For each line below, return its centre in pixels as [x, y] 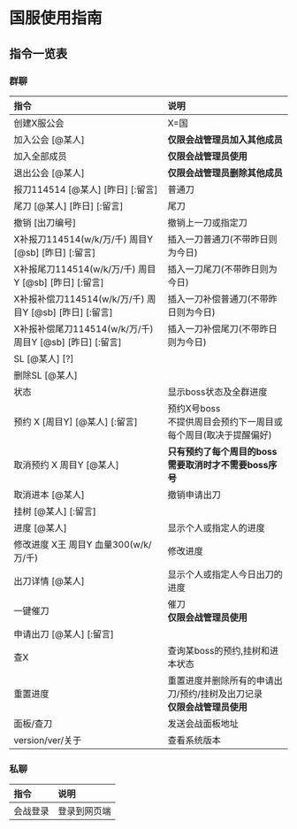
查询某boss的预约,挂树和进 [223, 650]
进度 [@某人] [41, 527]
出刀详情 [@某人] [49, 580]
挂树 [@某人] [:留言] [55, 511]
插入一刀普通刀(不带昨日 [218, 239]
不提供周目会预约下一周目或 [225, 421]
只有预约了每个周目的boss [222, 451]
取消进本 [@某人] [49, 495]
